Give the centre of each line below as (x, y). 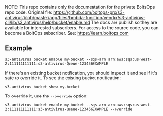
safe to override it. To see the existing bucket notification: (63, 78)
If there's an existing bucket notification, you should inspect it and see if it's (81, 73)
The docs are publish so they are (124, 22)
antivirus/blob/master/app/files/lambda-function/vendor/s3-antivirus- (75, 17)
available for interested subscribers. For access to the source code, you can (82, 28)
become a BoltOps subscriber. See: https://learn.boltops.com (67, 33)
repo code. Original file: (29, 12)
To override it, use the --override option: (46, 96)
